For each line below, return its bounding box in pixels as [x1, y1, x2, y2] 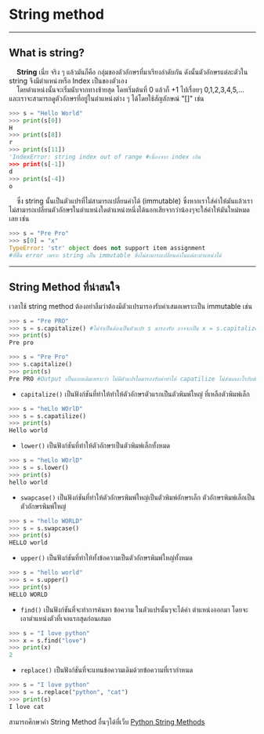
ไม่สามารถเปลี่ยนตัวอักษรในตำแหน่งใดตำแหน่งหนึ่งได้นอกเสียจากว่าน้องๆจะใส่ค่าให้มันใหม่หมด [9, 205, 250, 215]
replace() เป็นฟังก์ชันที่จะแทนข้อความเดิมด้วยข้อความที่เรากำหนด [20, 665, 193, 675]
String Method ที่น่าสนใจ [9, 281, 120, 294]
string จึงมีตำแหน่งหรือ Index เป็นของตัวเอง [9, 76, 128, 85]
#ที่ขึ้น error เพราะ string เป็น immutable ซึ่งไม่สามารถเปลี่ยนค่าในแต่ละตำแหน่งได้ [9, 252, 222, 260]
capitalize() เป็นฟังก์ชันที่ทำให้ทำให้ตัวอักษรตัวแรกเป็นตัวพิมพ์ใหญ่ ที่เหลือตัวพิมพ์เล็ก [20, 389, 250, 398]
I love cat [9, 703, 45, 710]
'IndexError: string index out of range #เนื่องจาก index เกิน [9, 153, 201, 161]
